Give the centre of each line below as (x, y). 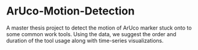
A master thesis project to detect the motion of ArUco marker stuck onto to (99, 28)
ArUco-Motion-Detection (70, 11)
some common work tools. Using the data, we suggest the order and (91, 34)
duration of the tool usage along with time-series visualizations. (85, 40)
